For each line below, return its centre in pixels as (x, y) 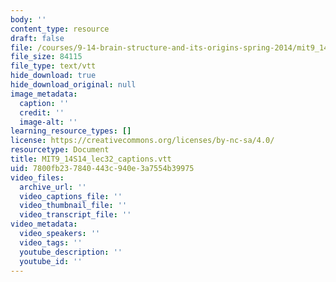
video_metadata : (44, 224)
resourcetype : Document (60, 150)
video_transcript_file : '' (75, 215)
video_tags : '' (51, 242)
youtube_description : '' (71, 252)
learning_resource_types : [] (71, 131)
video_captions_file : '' (71, 196)
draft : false (37, 38)
